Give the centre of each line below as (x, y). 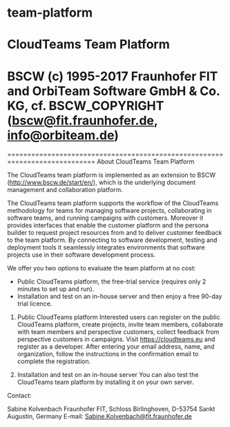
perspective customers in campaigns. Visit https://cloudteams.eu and (116, 339)
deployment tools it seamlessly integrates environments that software (106, 247)
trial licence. (35, 304)
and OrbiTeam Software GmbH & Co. (114, 91)
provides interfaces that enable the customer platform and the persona (108, 225)
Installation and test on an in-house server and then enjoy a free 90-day (119, 297)
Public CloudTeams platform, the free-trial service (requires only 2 (112, 281)
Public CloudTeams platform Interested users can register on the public (118, 317)
